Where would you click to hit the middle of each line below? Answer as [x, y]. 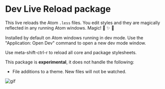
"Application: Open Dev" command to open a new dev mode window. [76, 43]
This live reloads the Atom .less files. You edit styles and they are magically [82, 23]
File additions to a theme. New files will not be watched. [69, 71]
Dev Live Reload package [58, 9]
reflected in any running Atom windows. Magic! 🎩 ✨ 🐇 [60, 28]
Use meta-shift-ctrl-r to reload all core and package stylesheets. [71, 52]
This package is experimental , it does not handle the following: [70, 62]
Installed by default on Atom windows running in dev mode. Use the [74, 37]
